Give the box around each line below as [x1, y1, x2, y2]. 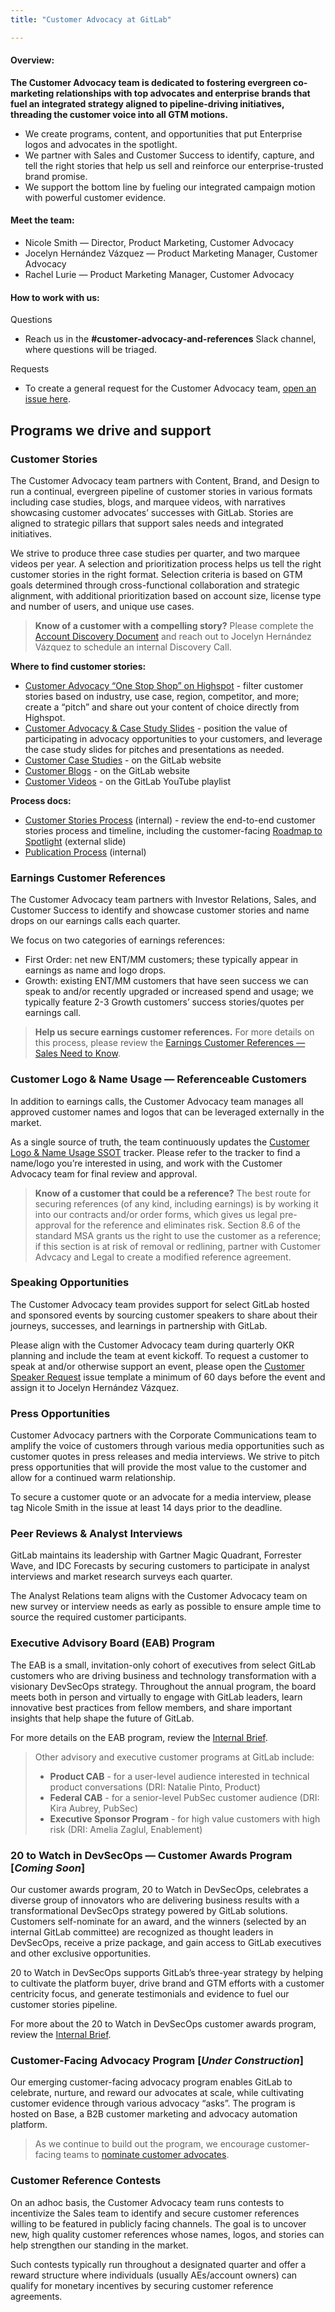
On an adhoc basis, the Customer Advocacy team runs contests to [10, 2196, 285, 2208]
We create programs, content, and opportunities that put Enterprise [24, 127, 303, 140]
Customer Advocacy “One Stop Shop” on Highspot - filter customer [24, 679, 304, 691]
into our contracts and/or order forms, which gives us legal [34, 1208, 278, 1220]
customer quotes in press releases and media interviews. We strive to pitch [10, 1451, 320, 1463]
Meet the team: [10, 214, 75, 226]
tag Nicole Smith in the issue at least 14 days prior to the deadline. [10, 1502, 283, 1514]
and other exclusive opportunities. [10, 1947, 152, 1959]
